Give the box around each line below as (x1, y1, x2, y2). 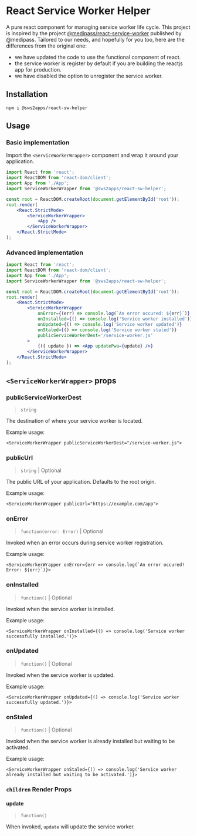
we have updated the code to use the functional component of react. (14, 53, 181, 60)
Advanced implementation (6, 248, 84, 257)
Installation (6, 89, 48, 99)
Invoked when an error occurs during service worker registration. (6, 539, 164, 547)
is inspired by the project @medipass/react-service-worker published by (6, 29, 182, 36)
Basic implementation (6, 139, 70, 147)
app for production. (14, 66, 62, 73)
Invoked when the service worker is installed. (6, 605, 116, 612)
